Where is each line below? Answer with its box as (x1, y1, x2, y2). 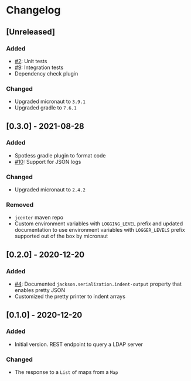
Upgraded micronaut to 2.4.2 (14, 186, 86, 193)
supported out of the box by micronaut (14, 232, 108, 240)
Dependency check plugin (14, 70, 79, 77)
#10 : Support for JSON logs (14, 158, 81, 165)
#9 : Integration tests (14, 64, 64, 71)
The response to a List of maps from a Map (14, 369, 118, 376)
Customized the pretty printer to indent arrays (14, 293, 126, 300)
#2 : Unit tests (14, 57, 47, 64)
